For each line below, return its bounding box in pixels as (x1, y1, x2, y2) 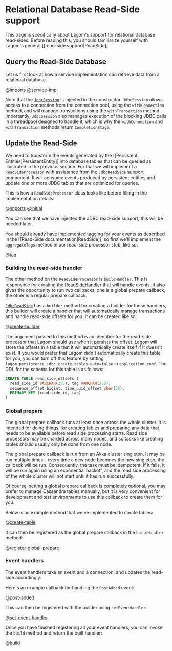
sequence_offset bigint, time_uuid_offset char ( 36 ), (10, 385, 125, 391)
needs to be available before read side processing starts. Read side (5, 430, 147, 436)
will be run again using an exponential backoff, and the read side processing (5, 467, 166, 473)
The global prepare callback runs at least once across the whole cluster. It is (5, 419, 166, 425)
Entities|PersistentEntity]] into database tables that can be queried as (5, 158, 152, 164)
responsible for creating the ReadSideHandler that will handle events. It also (5, 281, 165, 288)
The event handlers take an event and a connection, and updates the (5, 569, 150, 575)
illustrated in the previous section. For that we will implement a (5, 163, 137, 169)
